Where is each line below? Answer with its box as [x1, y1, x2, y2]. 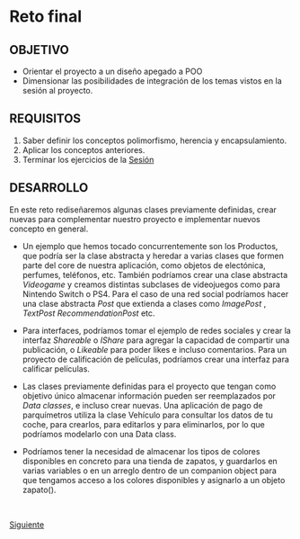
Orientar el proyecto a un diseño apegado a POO [22, 66, 203, 76]
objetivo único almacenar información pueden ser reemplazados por [22, 390, 277, 401]
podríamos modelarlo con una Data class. [22, 428, 177, 439]
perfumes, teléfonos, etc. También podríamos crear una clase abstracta [22, 269, 288, 280]
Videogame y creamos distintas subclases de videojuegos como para [22, 279, 281, 290]
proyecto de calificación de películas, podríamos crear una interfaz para [22, 354, 290, 364]
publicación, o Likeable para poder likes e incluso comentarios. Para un [22, 344, 287, 355]
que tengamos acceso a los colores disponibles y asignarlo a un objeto [22, 474, 286, 485]
